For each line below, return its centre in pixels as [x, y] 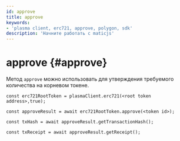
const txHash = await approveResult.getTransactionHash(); [80, 122]
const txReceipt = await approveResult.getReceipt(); [74, 132]
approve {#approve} [57, 63]
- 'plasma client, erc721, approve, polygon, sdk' [69, 28]
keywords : [18, 22]
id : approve [21, 12]
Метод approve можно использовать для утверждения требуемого [90, 79]
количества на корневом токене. [48, 86]
